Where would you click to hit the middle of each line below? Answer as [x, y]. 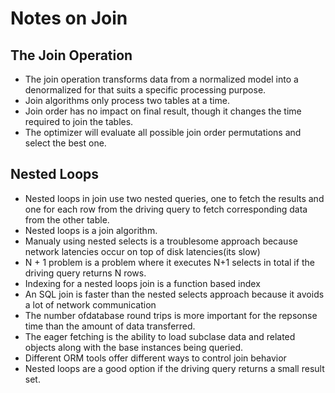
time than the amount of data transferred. [110, 326]
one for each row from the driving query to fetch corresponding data [166, 209]
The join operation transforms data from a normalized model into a [161, 79]
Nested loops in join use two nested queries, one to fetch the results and [174, 198]
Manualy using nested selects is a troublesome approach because [161, 241]
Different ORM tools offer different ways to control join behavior [155, 358]
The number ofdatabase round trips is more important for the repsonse [171, 315]
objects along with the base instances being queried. [134, 347]
